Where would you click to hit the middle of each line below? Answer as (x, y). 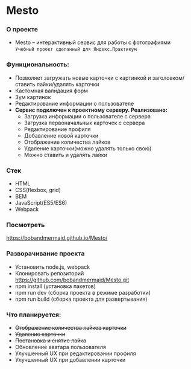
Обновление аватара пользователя (61, 347)
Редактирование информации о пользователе (74, 103)
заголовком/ (168, 78)
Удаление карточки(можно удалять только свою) (88, 148)
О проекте (22, 30)
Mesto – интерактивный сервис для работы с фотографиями (93, 42)
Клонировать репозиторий (49, 273)
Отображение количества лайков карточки (70, 327)
